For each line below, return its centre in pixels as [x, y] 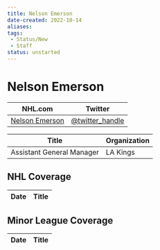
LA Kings [120, 152]
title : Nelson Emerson [40, 14]
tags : [15, 33]
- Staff [21, 46]
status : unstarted [34, 53]
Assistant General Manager [55, 152]
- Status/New [29, 40]
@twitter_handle [98, 120]
